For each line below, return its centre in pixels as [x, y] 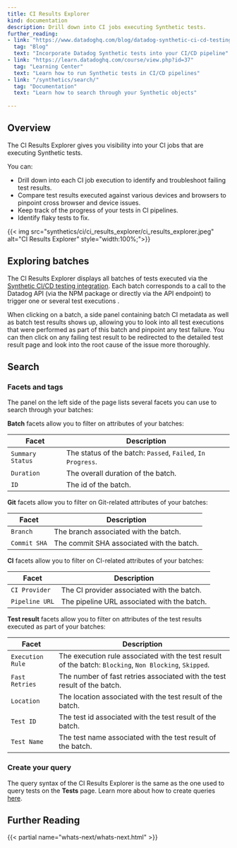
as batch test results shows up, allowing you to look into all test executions [116, 322]
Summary [24, 454]
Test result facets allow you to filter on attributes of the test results [105, 619]
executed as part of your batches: [56, 626]
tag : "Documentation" [45, 86]
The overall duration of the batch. [121, 474]
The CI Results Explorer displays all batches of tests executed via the [108, 278]
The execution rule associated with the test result [140, 656]
